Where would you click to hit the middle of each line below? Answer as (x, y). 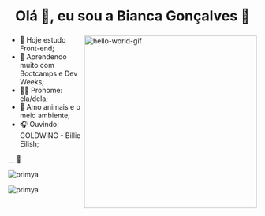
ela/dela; (34, 99)
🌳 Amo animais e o (50, 107)
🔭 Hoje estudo (43, 40)
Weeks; (32, 82)
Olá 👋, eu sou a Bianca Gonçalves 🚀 (132, 16)
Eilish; (29, 144)
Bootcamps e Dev (49, 73)
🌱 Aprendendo (43, 57)
